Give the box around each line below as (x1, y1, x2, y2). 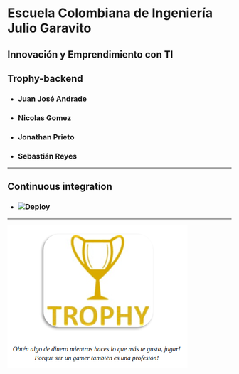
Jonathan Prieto (17, 132, 75, 141)
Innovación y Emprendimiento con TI (7, 48, 174, 60)
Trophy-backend (7, 73, 83, 85)
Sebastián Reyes (17, 151, 77, 161)
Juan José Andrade (17, 94, 87, 104)
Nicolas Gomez (17, 112, 72, 122)
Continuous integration (7, 181, 112, 193)
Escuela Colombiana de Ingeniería (7, 5, 213, 21)
